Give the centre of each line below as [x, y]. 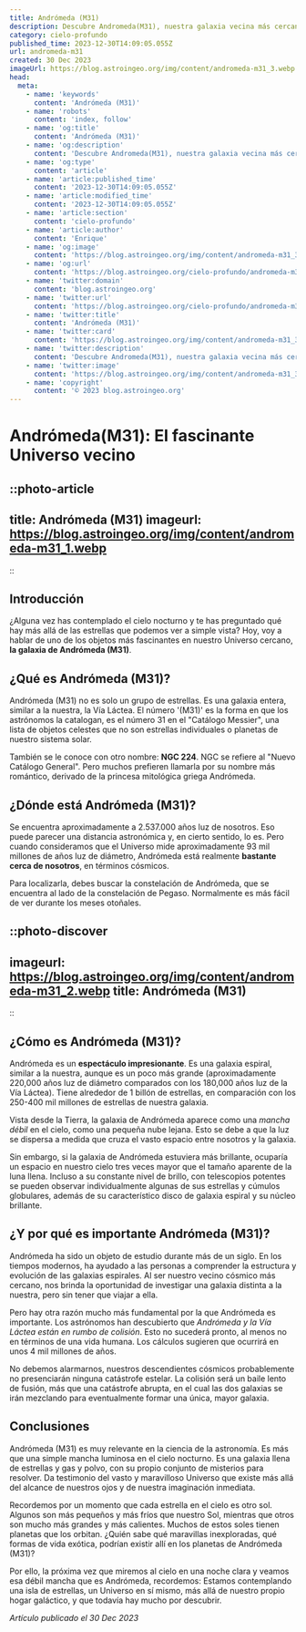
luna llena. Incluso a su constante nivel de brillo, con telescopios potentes [148, 1176]
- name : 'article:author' [75, 230]
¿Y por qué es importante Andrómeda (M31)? [140, 1234]
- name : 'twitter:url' [69, 297]
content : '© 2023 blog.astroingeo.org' [109, 391]
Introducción [47, 599]
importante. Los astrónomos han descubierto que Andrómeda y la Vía [140, 1322]
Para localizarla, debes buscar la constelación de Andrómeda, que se [140, 883]
